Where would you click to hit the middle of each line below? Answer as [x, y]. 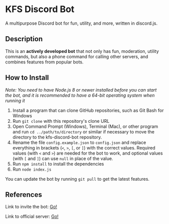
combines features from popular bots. [45, 62]
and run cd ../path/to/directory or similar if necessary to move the [83, 131]
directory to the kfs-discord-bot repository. [57, 137]
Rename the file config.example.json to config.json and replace [79, 142]
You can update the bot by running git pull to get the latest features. [77, 179]
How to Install [27, 78]
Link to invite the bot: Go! [31, 207]
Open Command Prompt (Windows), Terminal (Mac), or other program [85, 126]
